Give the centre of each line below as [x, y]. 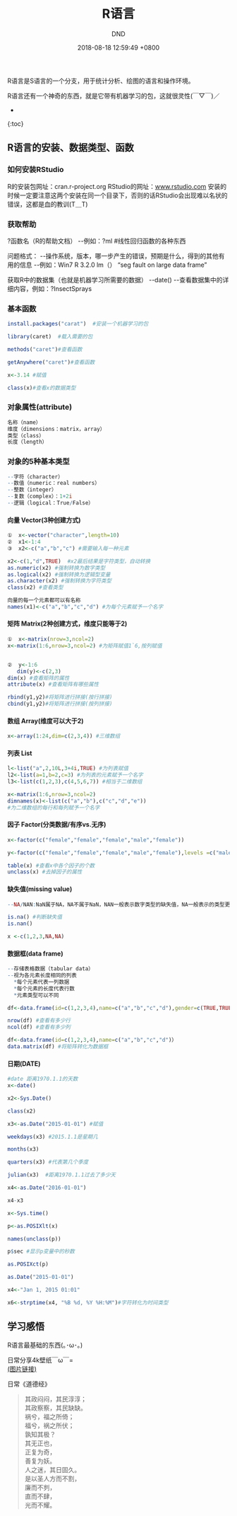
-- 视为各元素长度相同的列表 [42, 976]
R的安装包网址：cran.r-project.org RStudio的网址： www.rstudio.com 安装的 [117, 186]
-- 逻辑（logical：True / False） [50, 503]
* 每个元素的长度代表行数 [44, 988]
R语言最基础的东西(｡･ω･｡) [45, 1345]
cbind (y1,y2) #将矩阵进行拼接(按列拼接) [60, 704]
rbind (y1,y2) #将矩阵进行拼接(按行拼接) [60, 697]
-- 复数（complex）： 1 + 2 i [40, 496]
